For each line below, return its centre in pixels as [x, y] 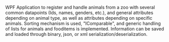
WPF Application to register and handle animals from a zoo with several [80, 7]
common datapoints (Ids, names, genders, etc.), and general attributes [79, 13]
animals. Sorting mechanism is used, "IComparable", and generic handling [83, 23]
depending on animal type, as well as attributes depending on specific [79, 18]
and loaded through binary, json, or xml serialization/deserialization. [76, 34]
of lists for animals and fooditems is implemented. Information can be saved [85, 29]
